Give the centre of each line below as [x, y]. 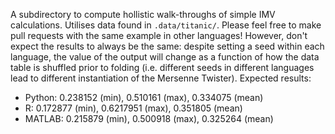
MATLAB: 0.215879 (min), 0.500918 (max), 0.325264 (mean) [149, 118]
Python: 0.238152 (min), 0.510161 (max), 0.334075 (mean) [144, 97]
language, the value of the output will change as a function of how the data [165, 57]
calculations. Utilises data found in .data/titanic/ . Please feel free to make [166, 25]
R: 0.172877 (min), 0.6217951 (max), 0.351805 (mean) [133, 108]
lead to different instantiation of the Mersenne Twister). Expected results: [161, 78]
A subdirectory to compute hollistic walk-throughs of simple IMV [143, 14]
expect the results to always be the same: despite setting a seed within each [167, 46]
